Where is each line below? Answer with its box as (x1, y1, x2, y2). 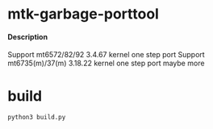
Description (7, 31, 48, 41)
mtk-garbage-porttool (7, 5, 159, 23)
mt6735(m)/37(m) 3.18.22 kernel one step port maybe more (7, 58, 205, 69)
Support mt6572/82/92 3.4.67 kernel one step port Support (7, 50, 205, 60)
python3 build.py (7, 114, 66, 122)
